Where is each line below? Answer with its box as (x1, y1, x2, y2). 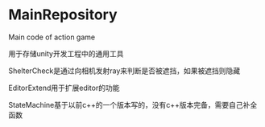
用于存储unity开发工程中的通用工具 (8, 48, 124, 58)
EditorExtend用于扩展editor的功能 (8, 83, 120, 92)
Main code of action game (8, 32, 95, 42)
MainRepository (8, 6, 118, 24)
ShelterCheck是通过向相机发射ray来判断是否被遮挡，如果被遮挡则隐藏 (8, 66, 241, 76)
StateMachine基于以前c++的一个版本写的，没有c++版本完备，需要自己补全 (8, 100, 258, 109)
